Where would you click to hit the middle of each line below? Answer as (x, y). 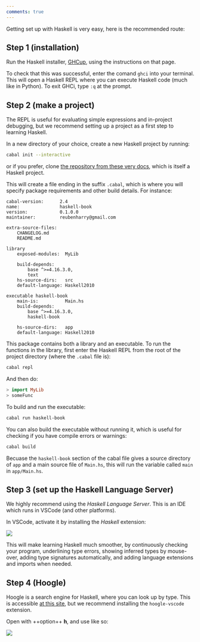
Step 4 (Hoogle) (36, 582)
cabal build (21, 447)
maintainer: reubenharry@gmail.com (61, 217)
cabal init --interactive (38, 155)
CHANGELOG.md (33, 233)
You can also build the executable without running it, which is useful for (94, 429)
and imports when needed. (39, 564)
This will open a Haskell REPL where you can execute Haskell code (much (97, 80)
